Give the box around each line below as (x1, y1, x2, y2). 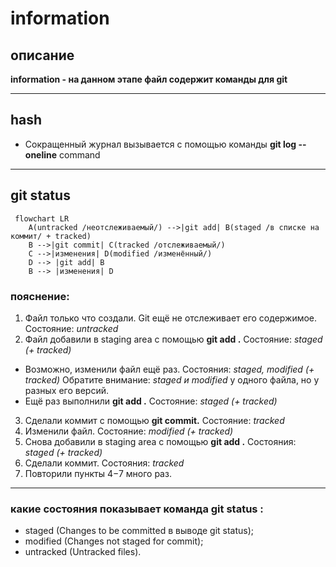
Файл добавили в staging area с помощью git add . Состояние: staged (24, 333, 323, 345)
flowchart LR (14, 213, 70, 224)
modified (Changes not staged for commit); (24, 535, 204, 547)
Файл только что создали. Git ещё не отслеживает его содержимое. (24, 312, 318, 324)
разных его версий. (24, 384, 110, 396)
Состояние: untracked (24, 322, 119, 334)
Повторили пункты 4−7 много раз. (24, 467, 172, 479)
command (59, 148, 101, 161)
